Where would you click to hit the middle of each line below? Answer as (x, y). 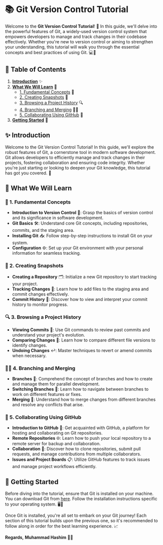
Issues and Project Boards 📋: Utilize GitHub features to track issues (81, 460)
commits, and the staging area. (43, 230)
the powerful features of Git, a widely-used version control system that (76, 31)
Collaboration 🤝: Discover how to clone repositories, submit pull (76, 449)
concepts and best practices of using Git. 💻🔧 (51, 52)
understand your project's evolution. (48, 335)
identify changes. (29, 345)
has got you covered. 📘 (28, 173)
